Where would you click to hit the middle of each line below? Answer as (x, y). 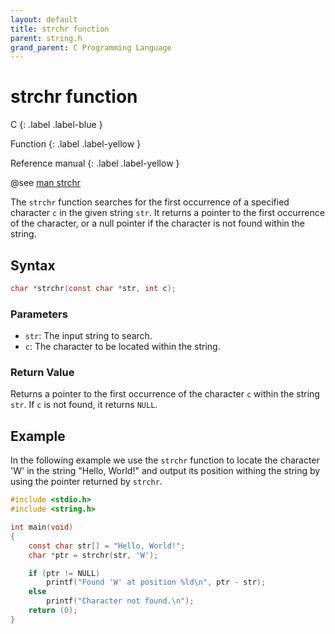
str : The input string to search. (88, 336)
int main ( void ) (42, 527)
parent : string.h (46, 38)
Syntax (33, 265)
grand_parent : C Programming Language (91, 47)
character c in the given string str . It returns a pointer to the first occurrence (167, 213)
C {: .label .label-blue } (56, 125)
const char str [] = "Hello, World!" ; (107, 546)
